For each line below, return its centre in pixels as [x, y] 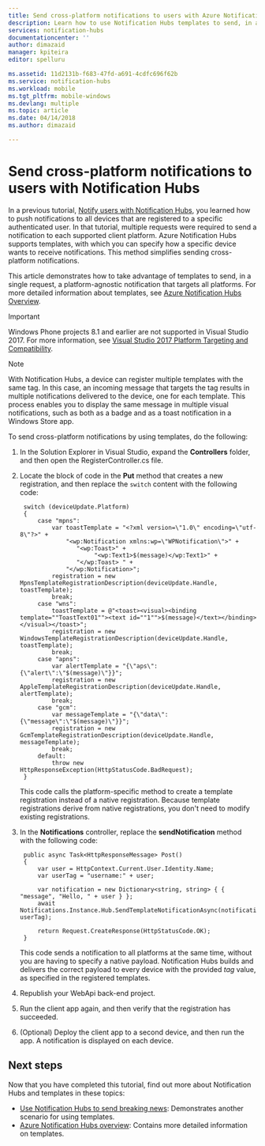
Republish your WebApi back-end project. [88, 993]
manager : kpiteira [38, 52]
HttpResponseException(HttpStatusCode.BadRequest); [106, 770]
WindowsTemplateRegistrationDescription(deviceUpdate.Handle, [124, 638]
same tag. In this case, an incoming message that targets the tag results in [129, 388]
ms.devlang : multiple [44, 104]
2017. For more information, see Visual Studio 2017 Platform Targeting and [128, 340]
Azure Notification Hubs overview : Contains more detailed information [134, 1125]
